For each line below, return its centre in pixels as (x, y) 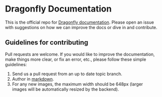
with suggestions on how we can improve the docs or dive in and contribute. (81, 27)
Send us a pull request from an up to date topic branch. (67, 74)
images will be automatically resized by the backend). (66, 89)
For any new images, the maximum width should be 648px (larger (77, 84)
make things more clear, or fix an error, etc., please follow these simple (76, 59)
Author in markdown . (33, 79)
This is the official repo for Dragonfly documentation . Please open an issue (80, 22)
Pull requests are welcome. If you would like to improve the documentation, (80, 54)
